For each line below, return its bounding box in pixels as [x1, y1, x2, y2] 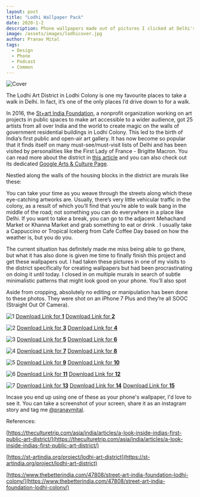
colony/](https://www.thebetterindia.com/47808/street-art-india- [6, 477, 165, 485]
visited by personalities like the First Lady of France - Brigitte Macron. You [6, 148, 188, 155]
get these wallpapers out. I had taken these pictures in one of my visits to [6, 258, 186, 265]
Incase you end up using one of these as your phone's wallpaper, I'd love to [6, 393, 192, 401]
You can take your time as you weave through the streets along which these [6, 190, 192, 197]
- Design [11, 48, 33, 54]
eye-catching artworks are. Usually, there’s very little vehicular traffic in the [6, 196, 190, 203]
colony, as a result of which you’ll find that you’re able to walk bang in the [6, 202, 186, 210]
